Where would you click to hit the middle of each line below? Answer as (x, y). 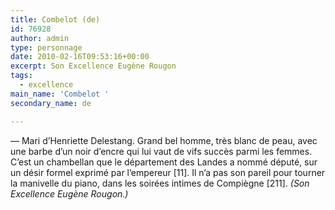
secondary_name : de (51, 103)
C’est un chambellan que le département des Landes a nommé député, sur (164, 162)
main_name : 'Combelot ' (60, 94)
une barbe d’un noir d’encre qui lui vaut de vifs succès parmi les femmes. (161, 151)
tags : (21, 76)
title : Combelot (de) (55, 19)
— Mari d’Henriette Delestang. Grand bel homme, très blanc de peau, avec (164, 140)
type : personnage (46, 47)
